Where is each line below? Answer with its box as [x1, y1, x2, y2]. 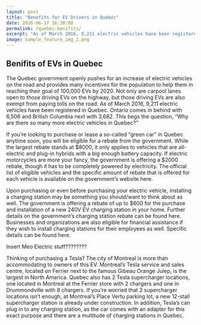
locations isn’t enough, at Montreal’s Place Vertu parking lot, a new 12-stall [6, 293, 190, 300]
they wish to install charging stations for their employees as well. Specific [6, 225, 187, 232]
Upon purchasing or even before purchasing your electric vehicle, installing [6, 187, 192, 194]
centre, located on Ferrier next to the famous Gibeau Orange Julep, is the [6, 267, 187, 274]
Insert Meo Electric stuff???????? [6, 243, 87, 250]
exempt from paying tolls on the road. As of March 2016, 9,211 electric [6, 100, 178, 107]
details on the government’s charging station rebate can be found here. [6, 212, 181, 219]
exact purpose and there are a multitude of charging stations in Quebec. [6, 312, 184, 319]
